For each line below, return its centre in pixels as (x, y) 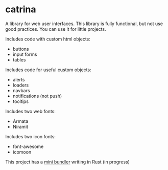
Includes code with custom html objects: (48, 39)
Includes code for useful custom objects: (48, 70)
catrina (21, 9)
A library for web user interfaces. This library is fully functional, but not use (84, 24)
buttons (21, 49)
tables (19, 59)
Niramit (20, 126)
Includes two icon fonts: (31, 136)
